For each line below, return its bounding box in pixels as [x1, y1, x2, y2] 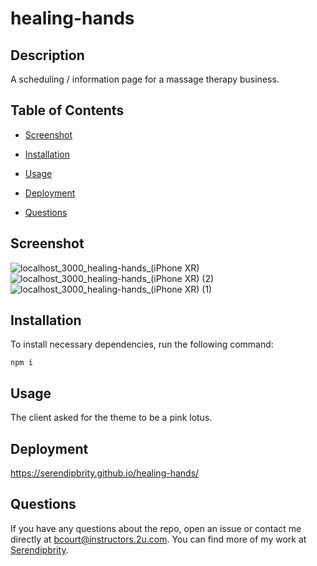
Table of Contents [10, 102, 125, 119]
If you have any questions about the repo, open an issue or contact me [10, 522, 302, 534]
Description [10, 47, 85, 64]
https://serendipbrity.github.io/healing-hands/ [10, 467, 200, 479]
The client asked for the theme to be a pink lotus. [10, 412, 213, 424]
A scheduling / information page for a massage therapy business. [10, 73, 280, 85]
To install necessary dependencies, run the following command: [10, 338, 274, 351]
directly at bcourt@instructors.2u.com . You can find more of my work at [10, 533, 307, 545]
